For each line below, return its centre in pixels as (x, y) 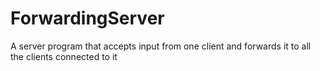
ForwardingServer (87, 18)
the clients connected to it (64, 56)
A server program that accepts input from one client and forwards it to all (161, 46)
